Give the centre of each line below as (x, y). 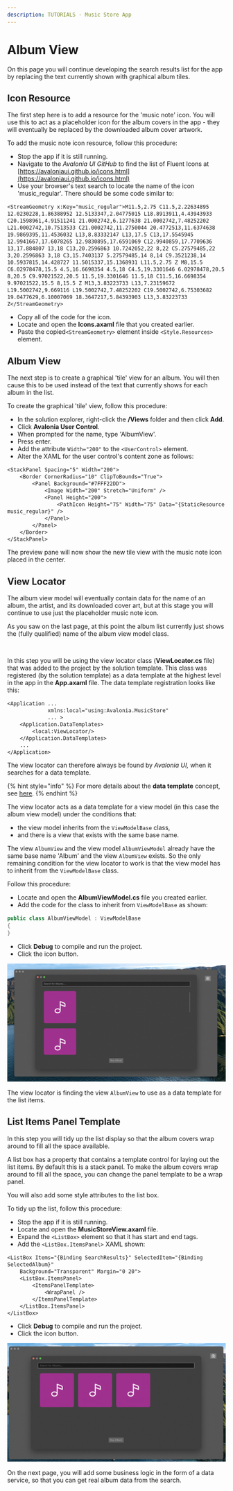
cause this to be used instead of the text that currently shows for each (107, 385)
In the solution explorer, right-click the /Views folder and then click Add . (121, 419)
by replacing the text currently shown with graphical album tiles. (99, 76)
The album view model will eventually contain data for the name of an (106, 598)
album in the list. (31, 393)
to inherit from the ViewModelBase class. (63, 870)
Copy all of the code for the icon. (64, 317)
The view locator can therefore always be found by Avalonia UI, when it (109, 765)
